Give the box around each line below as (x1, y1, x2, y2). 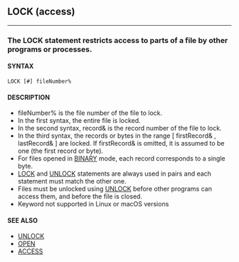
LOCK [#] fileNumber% (7, 78, 72, 85)
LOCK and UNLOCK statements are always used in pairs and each (17, 169, 212, 178)
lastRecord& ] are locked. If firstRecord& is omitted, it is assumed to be (17, 139, 225, 148)
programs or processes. (7, 44, 92, 54)
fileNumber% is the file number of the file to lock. (17, 109, 163, 117)
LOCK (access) (7, 6, 75, 18)
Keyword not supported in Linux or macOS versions (17, 200, 169, 208)
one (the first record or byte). (17, 146, 104, 156)
